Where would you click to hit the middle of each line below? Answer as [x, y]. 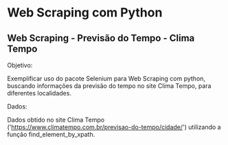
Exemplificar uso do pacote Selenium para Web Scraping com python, [106, 78]
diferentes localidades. [39, 93]
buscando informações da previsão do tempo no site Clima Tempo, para [109, 86]
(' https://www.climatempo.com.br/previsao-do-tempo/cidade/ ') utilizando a [114, 127]
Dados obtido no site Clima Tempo [56, 120]
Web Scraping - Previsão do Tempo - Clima [101, 38]
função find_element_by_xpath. [51, 134]
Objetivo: [20, 65]
